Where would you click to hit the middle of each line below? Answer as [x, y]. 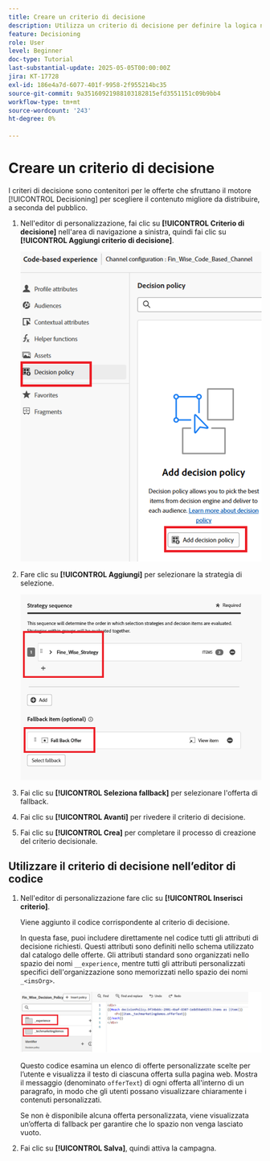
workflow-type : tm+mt [45, 102]
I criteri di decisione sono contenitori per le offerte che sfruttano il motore [130, 190]
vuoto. [31, 1133]
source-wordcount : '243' [50, 110]
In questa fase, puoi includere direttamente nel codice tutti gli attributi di [139, 938]
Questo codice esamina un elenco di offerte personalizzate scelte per [135, 1066]
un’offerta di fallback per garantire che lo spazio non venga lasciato [131, 1124]
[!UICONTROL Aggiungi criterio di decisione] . [97, 240]
